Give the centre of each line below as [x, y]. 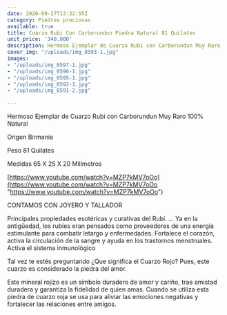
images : [18, 59]
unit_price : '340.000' [40, 39]
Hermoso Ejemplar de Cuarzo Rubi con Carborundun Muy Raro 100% [106, 116]
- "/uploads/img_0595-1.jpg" [49, 78]
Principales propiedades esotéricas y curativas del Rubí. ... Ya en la [102, 219]
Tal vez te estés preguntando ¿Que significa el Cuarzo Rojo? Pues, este [108, 261]
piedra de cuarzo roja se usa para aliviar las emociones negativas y [103, 297]
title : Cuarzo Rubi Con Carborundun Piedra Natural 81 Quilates [101, 33]
